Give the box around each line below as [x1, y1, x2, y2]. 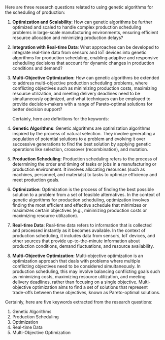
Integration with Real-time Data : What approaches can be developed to [12, 44, 159, 50]
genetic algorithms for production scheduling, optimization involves [12, 197, 149, 203]
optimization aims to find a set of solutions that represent [32, 284, 148, 290]
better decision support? [12, 106, 63, 112]
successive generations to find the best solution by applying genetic [12, 141, 151, 147]
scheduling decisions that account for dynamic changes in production [12, 60, 154, 66]
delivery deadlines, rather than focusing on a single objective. [12, 279, 138, 285]
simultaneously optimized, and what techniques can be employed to [12, 96, 151, 102]
